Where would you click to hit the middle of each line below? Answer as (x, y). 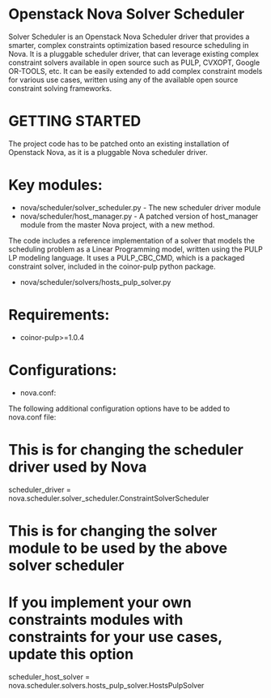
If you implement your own (100, 602)
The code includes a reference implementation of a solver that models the (131, 240)
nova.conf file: (32, 417)
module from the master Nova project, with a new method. (117, 225)
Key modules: (55, 185)
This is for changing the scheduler (126, 449)
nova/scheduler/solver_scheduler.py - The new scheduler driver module (140, 207)
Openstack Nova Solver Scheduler (127, 14)
